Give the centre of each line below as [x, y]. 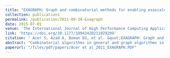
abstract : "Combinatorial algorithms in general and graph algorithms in [85, 43]
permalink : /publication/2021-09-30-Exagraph [54, 19]
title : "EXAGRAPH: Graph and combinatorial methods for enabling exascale [86, 10]
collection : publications [32, 15]
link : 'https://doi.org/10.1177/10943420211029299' [61, 33]
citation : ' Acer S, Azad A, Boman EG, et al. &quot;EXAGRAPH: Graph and [85, 38]
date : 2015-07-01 [24, 24]
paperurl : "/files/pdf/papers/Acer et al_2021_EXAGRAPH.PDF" [71, 47]
